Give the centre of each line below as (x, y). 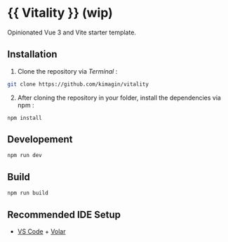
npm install (25, 118)
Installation (32, 54)
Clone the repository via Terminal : (67, 71)
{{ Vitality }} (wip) (60, 13)
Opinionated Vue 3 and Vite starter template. (72, 32)
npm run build (28, 193)
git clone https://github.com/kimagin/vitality (78, 84)
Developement (40, 139)
